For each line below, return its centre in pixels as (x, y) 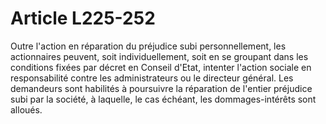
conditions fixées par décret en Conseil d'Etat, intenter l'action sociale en (161, 67)
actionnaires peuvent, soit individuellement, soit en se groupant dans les (159, 56)
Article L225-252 (83, 18)
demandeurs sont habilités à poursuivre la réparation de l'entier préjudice (161, 88)
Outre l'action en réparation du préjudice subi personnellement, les (148, 46)
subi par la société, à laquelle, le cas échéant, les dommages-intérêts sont (163, 99)
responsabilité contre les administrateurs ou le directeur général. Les (152, 78)
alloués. (26, 109)
